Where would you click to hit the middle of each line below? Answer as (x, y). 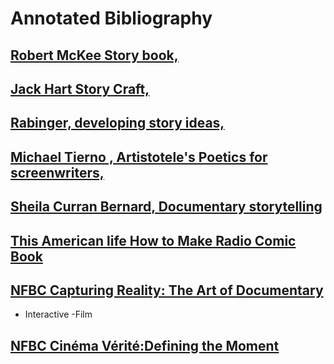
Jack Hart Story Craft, (80, 88)
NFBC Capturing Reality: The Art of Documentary (167, 290)
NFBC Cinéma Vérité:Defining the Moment (145, 345)
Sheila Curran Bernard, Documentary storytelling (166, 207)
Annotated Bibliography (111, 18)
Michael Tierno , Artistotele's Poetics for (139, 157)
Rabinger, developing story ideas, (117, 123)
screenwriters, (57, 172)
